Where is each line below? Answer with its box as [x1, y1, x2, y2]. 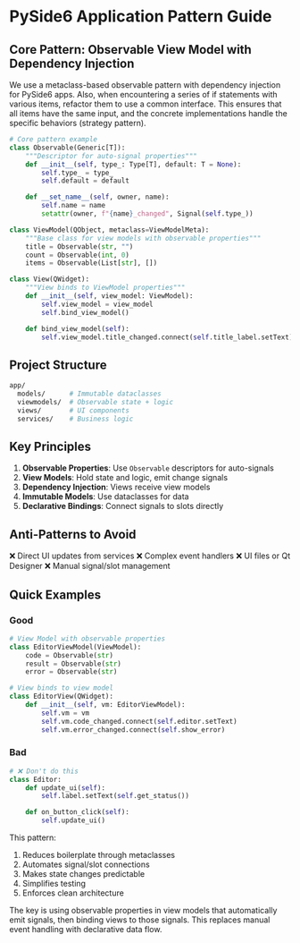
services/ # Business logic [17, 414, 134, 423]
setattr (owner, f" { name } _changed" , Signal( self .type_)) [41, 209, 254, 218]
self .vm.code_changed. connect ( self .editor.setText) [41, 717, 238, 726]
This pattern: [9, 832, 56, 843]
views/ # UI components [17, 405, 129, 415]
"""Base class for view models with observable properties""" [25, 234, 262, 242]
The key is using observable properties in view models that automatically [9, 905, 278, 916]
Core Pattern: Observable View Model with [9, 42, 252, 57]
